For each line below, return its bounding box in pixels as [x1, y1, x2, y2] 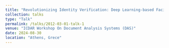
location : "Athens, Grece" [5, 35, 62, 40]
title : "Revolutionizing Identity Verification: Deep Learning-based [5, 7, 154, 12]
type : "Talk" [5, 16, 33, 21]
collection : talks [5, 12, 44, 17]
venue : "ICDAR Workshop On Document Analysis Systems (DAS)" [5, 26, 136, 31]
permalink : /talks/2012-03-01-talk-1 [5, 21, 84, 26]
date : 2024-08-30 [5, 30, 42, 35]
